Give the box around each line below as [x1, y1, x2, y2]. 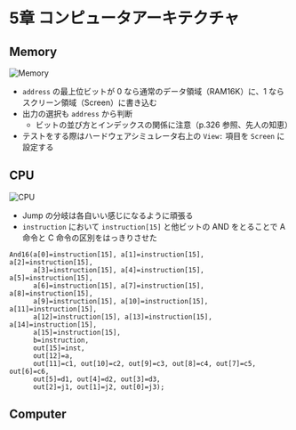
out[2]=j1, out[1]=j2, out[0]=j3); [32, 382, 165, 392]
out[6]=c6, [9, 367, 50, 376]
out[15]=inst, [32, 344, 86, 353]
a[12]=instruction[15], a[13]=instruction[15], [32, 312, 213, 321]
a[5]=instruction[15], [9, 273, 93, 282]
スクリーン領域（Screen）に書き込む [21, 97, 157, 108]
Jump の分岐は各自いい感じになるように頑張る [21, 210, 194, 221]
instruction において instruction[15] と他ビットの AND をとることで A [21, 221, 286, 231]
